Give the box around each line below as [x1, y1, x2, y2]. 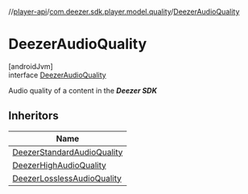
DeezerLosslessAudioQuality [12, 172, 122, 184]
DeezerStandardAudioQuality [12, 147, 123, 158]
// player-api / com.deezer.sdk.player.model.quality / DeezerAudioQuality [8, 7, 240, 16]
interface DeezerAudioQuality [8, 70, 106, 80]
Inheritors [8, 109, 59, 123]
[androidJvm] [8, 61, 54, 71]
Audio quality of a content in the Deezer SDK [8, 85, 158, 95]
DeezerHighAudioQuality [12, 159, 106, 171]
